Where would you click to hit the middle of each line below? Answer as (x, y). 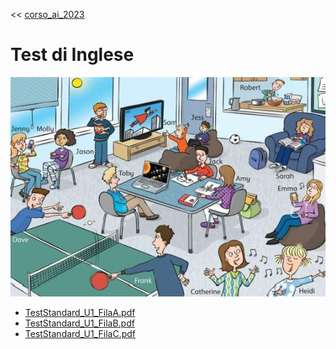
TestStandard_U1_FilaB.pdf (79, 323)
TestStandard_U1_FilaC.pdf (80, 334)
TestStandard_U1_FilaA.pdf (80, 313)
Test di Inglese (72, 55)
